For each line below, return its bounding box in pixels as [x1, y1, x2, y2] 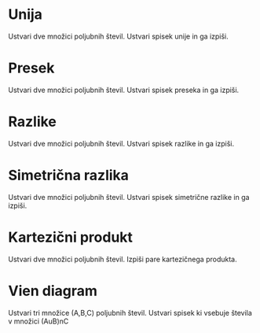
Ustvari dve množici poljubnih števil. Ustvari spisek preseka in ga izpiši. [8, 85, 240, 94]
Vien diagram [8, 282, 98, 300]
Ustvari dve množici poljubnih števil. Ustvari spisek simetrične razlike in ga [8, 192, 250, 202]
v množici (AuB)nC [8, 316, 69, 326]
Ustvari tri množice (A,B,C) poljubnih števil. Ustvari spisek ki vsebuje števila [8, 308, 253, 317]
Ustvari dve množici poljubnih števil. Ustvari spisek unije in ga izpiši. [8, 31, 229, 41]
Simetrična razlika [8, 167, 130, 184]
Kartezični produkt [8, 228, 134, 246]
